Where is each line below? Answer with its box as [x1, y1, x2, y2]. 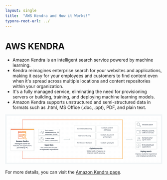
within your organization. [12, 84, 64, 90]
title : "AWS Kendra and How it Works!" [5, 13, 91, 18]
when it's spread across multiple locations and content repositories [12, 78, 151, 84]
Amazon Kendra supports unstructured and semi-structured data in [12, 99, 151, 105]
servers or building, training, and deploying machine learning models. [12, 94, 156, 100]
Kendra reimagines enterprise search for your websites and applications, [12, 68, 162, 74]
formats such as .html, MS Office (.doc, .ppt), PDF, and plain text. [12, 104, 147, 110]
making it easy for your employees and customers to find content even [12, 73, 158, 79]
